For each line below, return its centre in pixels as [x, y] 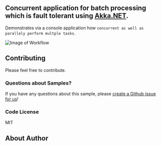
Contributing [25, 58]
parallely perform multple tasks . [40, 33]
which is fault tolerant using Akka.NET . [67, 16]
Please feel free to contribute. [36, 70]
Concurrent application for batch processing [76, 8]
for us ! [12, 99]
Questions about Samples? [39, 83]
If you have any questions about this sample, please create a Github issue [80, 94]
